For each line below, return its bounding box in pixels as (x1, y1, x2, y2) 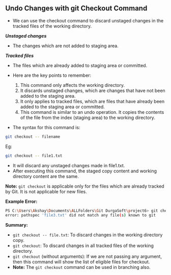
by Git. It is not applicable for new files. (5, 188, 88, 195)
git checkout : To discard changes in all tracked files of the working (12, 242, 154, 249)
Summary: (5, 222, 28, 228)
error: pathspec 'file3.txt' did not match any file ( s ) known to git (5, 213, 156, 218)
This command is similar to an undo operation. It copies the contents (20, 109, 164, 115)
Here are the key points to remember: (12, 72, 92, 78)
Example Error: (5, 198, 38, 204)
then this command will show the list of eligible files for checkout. (12, 259, 150, 265)
